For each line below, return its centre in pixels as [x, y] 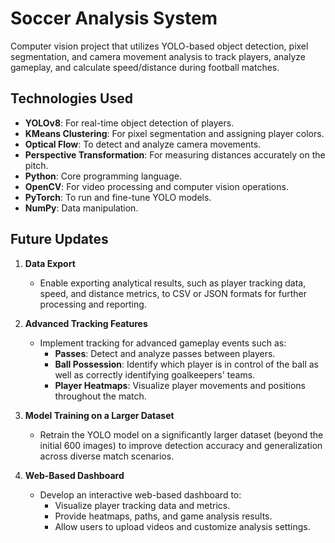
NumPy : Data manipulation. [81, 208]
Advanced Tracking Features [86, 323]
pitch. [36, 165]
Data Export [50, 263]
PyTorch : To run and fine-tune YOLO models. [118, 197]
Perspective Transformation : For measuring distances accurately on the [175, 154]
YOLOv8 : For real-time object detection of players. [129, 123]
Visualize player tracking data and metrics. [142, 505]
